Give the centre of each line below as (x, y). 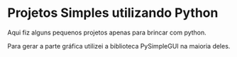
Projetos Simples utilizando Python (113, 13)
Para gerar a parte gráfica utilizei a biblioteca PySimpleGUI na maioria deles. (119, 46)
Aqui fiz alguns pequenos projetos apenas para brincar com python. (107, 32)
